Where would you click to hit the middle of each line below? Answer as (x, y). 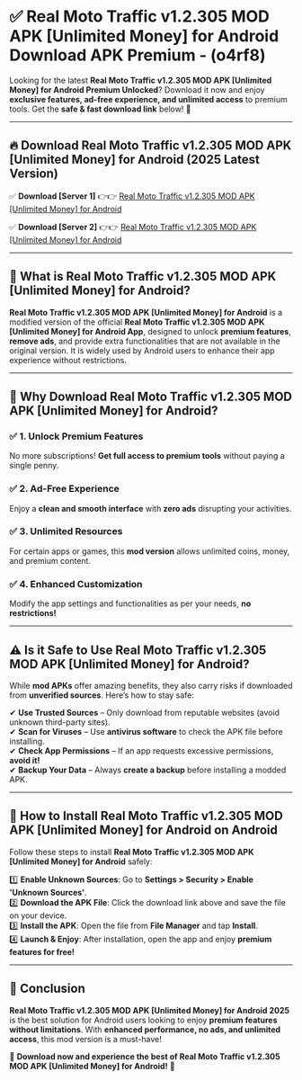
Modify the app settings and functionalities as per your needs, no (130, 603)
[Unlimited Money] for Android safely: (81, 861)
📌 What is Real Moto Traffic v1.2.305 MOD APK (143, 277)
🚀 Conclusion (47, 989)
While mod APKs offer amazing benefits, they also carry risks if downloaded (151, 685)
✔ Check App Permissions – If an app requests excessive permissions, (142, 750)
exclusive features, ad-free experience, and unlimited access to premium (148, 99)
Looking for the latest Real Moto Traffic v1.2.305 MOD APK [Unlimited (141, 80)
